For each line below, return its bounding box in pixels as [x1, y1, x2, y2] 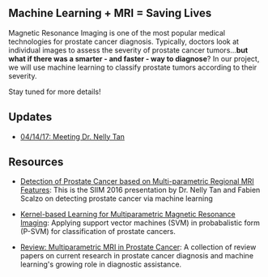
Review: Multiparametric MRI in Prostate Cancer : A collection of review [19, 242, 257, 252]
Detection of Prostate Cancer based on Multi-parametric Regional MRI [19, 177, 255, 186]
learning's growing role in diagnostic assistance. [19, 259, 182, 270]
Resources [8, 156, 64, 169]
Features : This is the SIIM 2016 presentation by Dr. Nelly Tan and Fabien [19, 185, 261, 195]
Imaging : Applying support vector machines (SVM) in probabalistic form [19, 218, 261, 228]
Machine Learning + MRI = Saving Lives [8, 6, 212, 20]
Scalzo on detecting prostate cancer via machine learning [19, 194, 213, 203]
